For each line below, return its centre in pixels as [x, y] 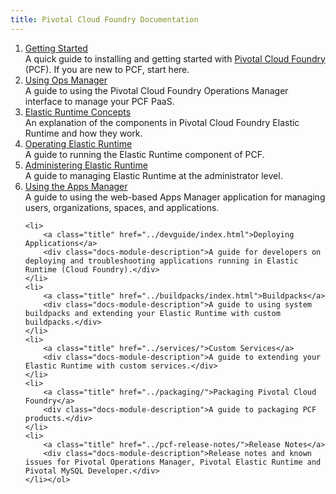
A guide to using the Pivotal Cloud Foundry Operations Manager [156, 90]
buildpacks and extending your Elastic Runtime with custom [152, 313]
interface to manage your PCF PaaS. [99, 101]
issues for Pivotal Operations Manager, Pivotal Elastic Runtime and [173, 462]
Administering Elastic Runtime [86, 165]
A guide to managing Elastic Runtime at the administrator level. [153, 175]
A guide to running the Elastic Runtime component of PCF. [144, 154]
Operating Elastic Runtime [78, 143]
